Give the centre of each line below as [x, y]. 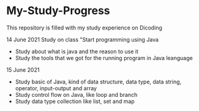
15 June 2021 [23, 70]
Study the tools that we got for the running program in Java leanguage [104, 58]
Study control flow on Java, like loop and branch [76, 94]
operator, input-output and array [56, 88]
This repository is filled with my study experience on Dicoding [84, 28]
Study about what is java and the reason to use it [77, 51]
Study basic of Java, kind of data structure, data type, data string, [98, 82]
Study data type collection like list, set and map [75, 101]
